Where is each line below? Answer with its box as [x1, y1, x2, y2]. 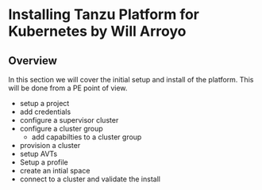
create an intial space [19, 166, 91, 175]
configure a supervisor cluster [19, 116, 119, 124]
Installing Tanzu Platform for [8, 6, 200, 24]
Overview [8, 54, 58, 67]
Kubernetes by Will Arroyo [8, 22, 187, 40]
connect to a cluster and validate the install [19, 174, 161, 184]
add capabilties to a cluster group [31, 132, 142, 142]
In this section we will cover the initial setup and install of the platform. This [8, 75, 254, 84]
